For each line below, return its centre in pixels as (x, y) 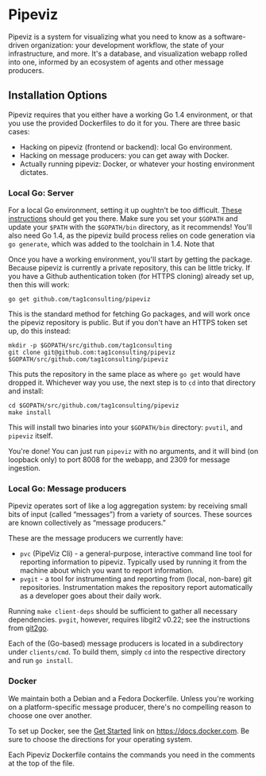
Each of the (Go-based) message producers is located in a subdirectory (126, 644)
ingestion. (25, 468)
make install (30, 413)
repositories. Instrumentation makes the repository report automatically (136, 588)
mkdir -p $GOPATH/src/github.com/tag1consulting (90, 346)
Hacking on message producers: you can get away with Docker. (124, 155)
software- (230, 37)
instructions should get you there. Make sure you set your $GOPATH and (123, 219)
